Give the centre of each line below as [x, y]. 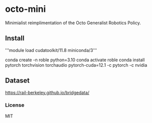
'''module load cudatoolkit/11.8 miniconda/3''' [51, 50]
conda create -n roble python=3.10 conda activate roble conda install [75, 60]
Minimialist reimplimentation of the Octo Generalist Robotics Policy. [73, 23]
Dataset [17, 81]
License [15, 105]
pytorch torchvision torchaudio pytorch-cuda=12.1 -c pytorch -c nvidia [76, 65]
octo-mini [26, 9]
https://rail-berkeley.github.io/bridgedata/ [47, 92]
